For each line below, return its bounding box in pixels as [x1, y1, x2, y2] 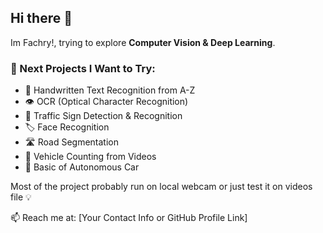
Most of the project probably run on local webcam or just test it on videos [10, 181, 313, 193]
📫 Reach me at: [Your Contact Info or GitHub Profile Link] [10, 212, 248, 224]
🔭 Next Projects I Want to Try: [10, 61, 156, 75]
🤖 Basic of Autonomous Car [24, 161, 140, 173]
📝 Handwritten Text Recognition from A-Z [24, 84, 196, 96]
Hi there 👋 [10, 10, 73, 27]
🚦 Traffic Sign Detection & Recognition [24, 110, 183, 122]
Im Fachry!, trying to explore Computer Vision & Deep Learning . [10, 36, 276, 48]
